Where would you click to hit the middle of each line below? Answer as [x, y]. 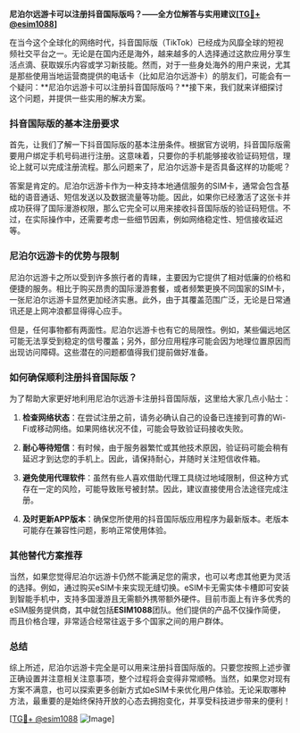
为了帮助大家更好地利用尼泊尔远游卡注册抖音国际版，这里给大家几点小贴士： [150, 398]
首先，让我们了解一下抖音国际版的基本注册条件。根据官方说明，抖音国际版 [146, 145]
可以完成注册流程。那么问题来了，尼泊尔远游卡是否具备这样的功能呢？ [162, 167]
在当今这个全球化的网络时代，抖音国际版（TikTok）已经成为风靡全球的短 [143, 42]
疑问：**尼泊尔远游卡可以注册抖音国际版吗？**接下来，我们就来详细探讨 [150, 87]
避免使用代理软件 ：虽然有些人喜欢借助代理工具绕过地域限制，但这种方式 [155, 478]
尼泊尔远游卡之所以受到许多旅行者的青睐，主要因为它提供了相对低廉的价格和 [150, 277]
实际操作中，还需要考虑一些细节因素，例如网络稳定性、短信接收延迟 [158, 220]
